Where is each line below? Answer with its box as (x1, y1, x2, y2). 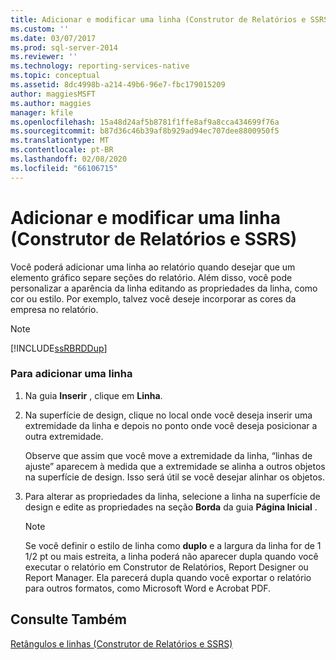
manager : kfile (10, 107, 74, 118)
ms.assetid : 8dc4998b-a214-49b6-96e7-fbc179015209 (10, 80, 226, 90)
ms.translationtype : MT (10, 136, 110, 146)
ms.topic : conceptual (10, 71, 101, 81)
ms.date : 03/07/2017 (10, 33, 97, 43)
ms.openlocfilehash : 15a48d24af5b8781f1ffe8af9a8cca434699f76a (10, 117, 280, 127)
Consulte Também (10, 611, 128, 628)
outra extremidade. (24, 430, 104, 442)
